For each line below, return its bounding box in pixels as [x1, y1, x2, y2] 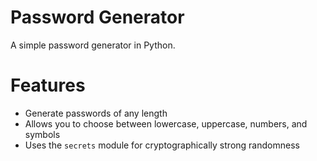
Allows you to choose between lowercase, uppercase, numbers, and [24, 117, 308, 130]
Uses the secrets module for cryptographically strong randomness [24, 139, 300, 151]
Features [10, 74, 86, 97]
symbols [24, 128, 61, 140]
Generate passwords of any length [24, 107, 168, 119]
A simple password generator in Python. [10, 39, 176, 51]
